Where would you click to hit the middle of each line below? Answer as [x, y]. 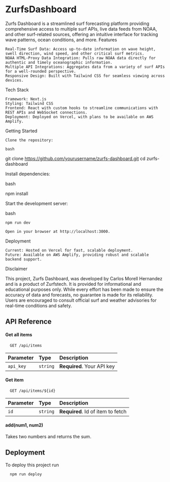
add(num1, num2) [24, 425]
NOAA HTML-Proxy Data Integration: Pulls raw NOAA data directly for [81, 58]
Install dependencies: [28, 174]
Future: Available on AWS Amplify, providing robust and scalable [77, 255]
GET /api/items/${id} [33, 391]
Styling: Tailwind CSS [29, 103]
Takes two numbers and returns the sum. [48, 436]
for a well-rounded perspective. [41, 71]
